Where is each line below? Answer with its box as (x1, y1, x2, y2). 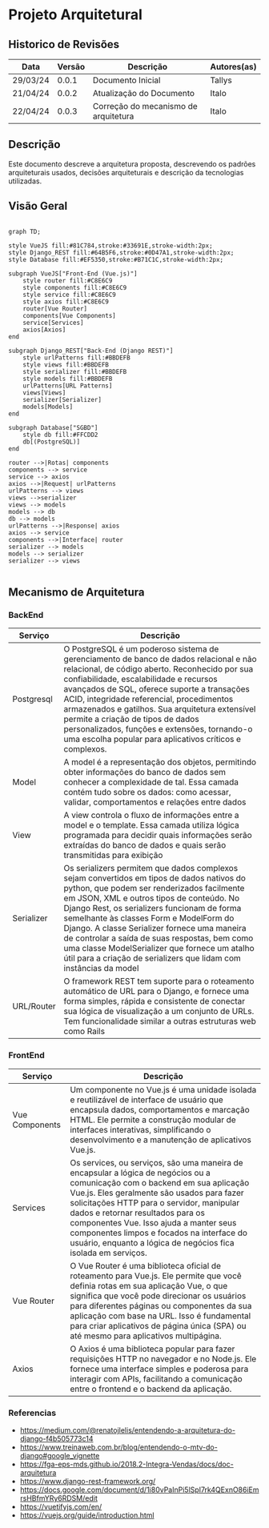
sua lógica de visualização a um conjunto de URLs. (63, 1006, 255, 1017)
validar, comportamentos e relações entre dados (63, 796, 247, 808)
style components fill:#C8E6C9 (22, 283, 127, 291)
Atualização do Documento (92, 88, 195, 98)
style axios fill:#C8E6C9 (22, 298, 110, 306)
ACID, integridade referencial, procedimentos (63, 694, 234, 705)
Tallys (210, 74, 232, 86)
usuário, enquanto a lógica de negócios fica (70, 1237, 235, 1248)
